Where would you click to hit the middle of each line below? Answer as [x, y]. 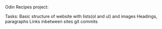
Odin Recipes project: [27, 7]
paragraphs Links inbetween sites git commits [51, 22]
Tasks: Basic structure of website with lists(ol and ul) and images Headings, [81, 16]
